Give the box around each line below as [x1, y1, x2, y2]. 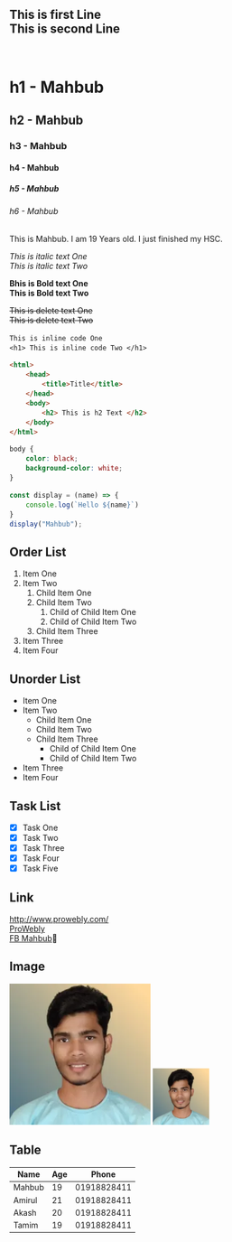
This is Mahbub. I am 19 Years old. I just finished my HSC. [9, 234, 223, 245]
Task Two [22, 832, 59, 843]
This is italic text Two [9, 261, 88, 272]
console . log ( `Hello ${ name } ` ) [25, 500, 140, 509]
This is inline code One [9, 334, 103, 343]
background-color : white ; [25, 464, 124, 473]
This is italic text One [9, 251, 88, 262]
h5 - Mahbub [9, 182, 60, 193]
